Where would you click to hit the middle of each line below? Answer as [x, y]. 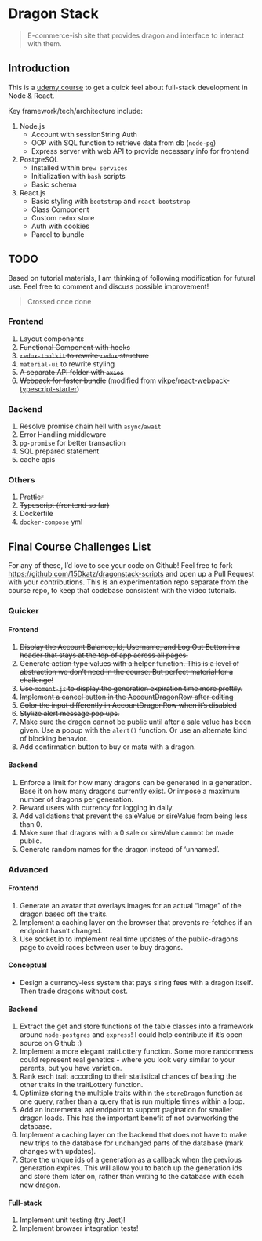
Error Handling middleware [63, 435]
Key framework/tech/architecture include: [76, 111]
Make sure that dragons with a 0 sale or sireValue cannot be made [126, 832]
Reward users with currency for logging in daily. [96, 807]
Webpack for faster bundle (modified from [88, 380]
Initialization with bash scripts [78, 176]
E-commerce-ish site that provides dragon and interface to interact [136, 35]
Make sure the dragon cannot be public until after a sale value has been [135, 722]
